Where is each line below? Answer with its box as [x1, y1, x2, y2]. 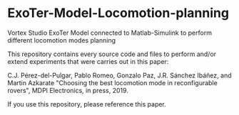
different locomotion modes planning [7, 35, 116, 44]
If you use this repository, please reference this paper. [7, 99, 166, 108]
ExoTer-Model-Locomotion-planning [7, 5, 230, 21]
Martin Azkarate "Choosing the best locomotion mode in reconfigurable [7, 78, 218, 87]
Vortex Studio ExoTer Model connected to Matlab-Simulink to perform [7, 28, 213, 37]
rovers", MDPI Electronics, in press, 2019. [7, 86, 128, 94]
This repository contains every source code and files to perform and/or [7, 50, 216, 58]
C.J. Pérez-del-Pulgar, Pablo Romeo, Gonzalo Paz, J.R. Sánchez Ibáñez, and [7, 71, 232, 80]
